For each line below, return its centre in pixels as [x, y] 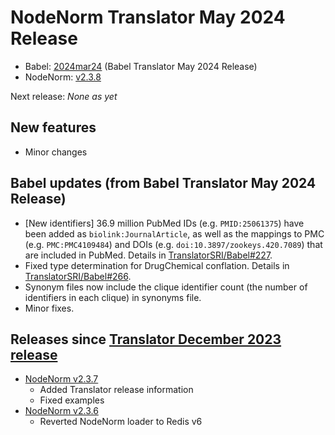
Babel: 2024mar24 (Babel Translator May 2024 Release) [141, 66]
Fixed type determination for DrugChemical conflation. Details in [157, 265]
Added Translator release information [116, 390]
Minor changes [56, 152]
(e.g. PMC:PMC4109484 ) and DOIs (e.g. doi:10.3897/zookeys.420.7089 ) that [173, 244]
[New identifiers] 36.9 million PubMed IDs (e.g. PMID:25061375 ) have [164, 223]
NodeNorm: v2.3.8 [63, 77]
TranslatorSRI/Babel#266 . [78, 276]
